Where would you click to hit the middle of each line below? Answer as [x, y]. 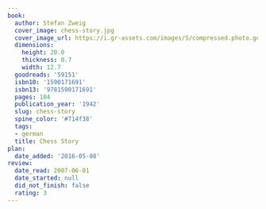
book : [16, 15]
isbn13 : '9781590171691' [56, 89]
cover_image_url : [43, 38]
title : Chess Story [47, 141]
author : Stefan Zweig [50, 23]
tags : [24, 126]
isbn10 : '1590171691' [50, 82]
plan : [16, 149]
